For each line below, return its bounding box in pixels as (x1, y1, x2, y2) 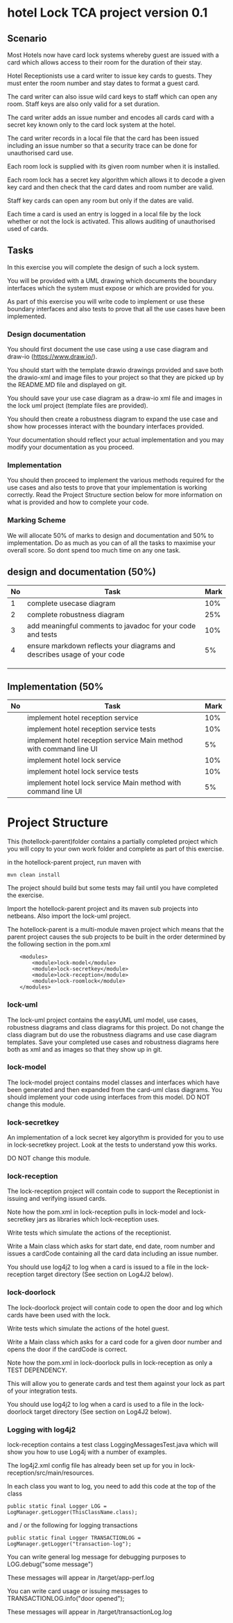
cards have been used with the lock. (7, 1310, 111, 1319)
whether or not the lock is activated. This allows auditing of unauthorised (7, 217, 216, 225)
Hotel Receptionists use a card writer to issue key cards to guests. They (7, 71, 213, 80)
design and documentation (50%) (7, 566, 156, 578)
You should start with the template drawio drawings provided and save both (7, 366, 224, 374)
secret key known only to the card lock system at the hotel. (7, 121, 176, 129)
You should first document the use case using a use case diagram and (7, 345, 209, 354)
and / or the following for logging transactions (7, 1521, 138, 1529)
